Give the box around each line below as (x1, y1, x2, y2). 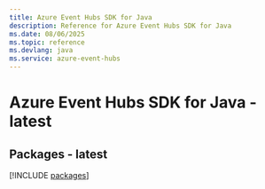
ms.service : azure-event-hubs (9, 54, 121, 63)
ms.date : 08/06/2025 (9, 29, 86, 38)
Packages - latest (9, 146, 108, 161)
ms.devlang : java (9, 46, 74, 55)
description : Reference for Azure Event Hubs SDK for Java (9, 21, 232, 30)
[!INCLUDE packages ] (9, 170, 90, 180)
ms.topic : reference (9, 37, 86, 47)
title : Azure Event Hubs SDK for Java (9, 12, 152, 22)
